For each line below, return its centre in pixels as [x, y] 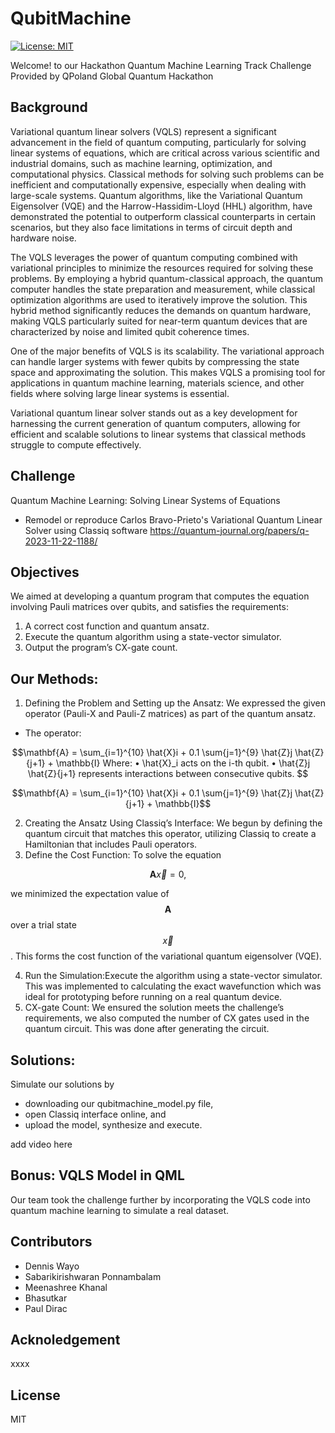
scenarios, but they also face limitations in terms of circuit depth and [151, 227]
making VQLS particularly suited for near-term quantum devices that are [159, 321]
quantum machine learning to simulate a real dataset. [120, 1210]
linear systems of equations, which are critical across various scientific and [165, 153]
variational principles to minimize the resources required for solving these [162, 268]
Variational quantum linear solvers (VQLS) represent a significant [143, 131]
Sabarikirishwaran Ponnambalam [93, 1276]
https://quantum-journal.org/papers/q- [229, 530]
